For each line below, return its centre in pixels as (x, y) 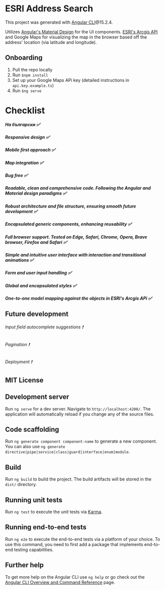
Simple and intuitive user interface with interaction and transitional (76, 255)
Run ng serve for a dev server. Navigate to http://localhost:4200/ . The (78, 409)
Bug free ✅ (16, 175)
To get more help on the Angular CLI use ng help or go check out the (75, 577)
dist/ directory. (21, 485)
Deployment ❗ (19, 362)
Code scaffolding (32, 430)
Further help (25, 565)
